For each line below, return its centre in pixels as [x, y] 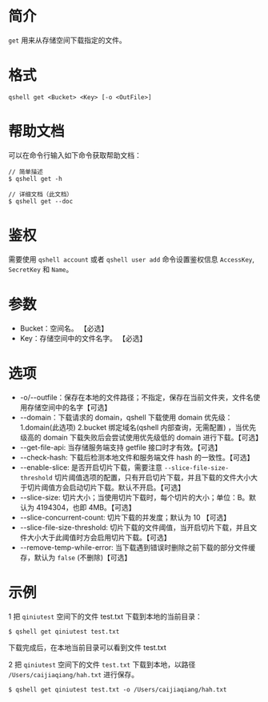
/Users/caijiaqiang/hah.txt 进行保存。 [74, 674]
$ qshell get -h [35, 179]
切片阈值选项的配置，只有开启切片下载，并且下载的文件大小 [153, 477]
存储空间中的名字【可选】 [69, 407]
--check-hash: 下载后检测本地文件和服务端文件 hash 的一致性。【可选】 [137, 457]
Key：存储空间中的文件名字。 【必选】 [83, 338]
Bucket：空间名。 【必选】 [64, 328]
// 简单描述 [26, 172]
